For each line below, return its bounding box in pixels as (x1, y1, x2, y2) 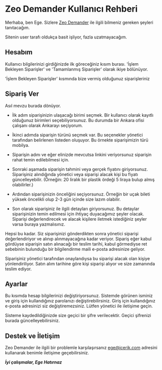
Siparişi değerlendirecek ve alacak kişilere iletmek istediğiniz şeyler (12, 216, 147, 222)
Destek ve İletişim (5, 332, 60, 340)
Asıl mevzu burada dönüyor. (5, 103, 62, 108)
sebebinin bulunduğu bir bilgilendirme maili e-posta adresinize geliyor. (5, 246, 146, 252)
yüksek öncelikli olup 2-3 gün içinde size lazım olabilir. (12, 196, 121, 202)
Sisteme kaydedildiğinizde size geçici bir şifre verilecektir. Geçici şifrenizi (5, 313, 151, 318)
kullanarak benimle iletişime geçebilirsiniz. (5, 350, 89, 356)
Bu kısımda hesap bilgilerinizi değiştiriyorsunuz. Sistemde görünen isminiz (5, 293, 153, 299)
